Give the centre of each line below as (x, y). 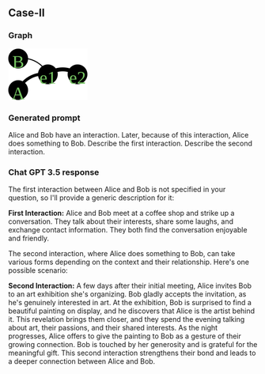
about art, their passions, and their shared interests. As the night (113, 328)
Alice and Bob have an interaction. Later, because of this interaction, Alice (129, 134)
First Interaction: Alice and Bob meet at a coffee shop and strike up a (121, 213)
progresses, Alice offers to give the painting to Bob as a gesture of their (125, 336)
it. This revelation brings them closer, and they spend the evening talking (127, 319)
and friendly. (29, 238)
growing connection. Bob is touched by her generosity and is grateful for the (133, 345)
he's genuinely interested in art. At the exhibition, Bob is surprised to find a (130, 303)
